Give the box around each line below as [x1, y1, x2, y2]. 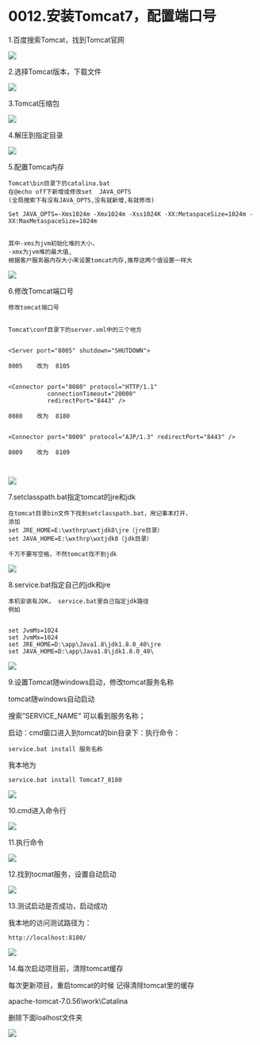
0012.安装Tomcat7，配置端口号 [8, 7, 216, 25]
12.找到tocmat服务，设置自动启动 [8, 869, 117, 878]
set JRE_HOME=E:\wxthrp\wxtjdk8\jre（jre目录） [8, 526, 164, 534]
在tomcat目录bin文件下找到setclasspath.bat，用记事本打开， [8, 509, 192, 517]
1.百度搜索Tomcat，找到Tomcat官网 [8, 35, 125, 44]
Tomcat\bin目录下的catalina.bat [8, 179, 111, 187]
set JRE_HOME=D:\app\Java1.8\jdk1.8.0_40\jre [8, 640, 161, 648]
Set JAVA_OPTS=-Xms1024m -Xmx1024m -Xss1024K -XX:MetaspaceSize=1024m [8, 210, 247, 218]
